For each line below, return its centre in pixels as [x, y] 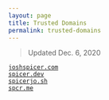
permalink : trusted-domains [55, 30]
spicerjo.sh [28, 81]
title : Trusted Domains [48, 23]
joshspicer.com [33, 67]
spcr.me [21, 88]
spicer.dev [26, 75]
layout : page [30, 15]
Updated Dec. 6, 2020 [64, 53]
